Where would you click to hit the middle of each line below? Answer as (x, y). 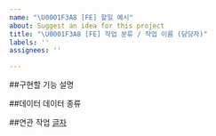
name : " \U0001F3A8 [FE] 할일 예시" (71, 17)
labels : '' (29, 42)
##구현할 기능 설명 (41, 84)
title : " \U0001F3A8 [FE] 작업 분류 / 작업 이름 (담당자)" (108, 34)
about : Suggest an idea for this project (87, 26)
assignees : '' (36, 51)
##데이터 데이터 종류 (45, 104)
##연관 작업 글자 (38, 123)
